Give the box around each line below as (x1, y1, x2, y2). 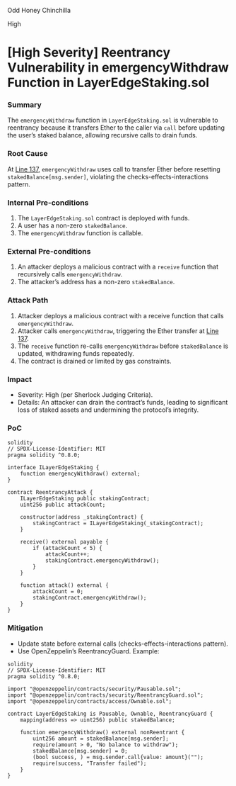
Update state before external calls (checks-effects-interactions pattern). (17, 639, 228, 648)
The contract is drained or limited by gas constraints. (17, 356, 172, 365)
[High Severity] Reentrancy (7, 45, 171, 61)
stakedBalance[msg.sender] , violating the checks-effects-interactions (7, 172, 208, 181)
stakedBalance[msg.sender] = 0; (33, 747, 129, 754)
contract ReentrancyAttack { (7, 489, 93, 496)
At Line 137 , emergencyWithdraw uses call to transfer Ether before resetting (7, 164, 220, 173)
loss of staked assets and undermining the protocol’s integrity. (17, 405, 199, 414)
